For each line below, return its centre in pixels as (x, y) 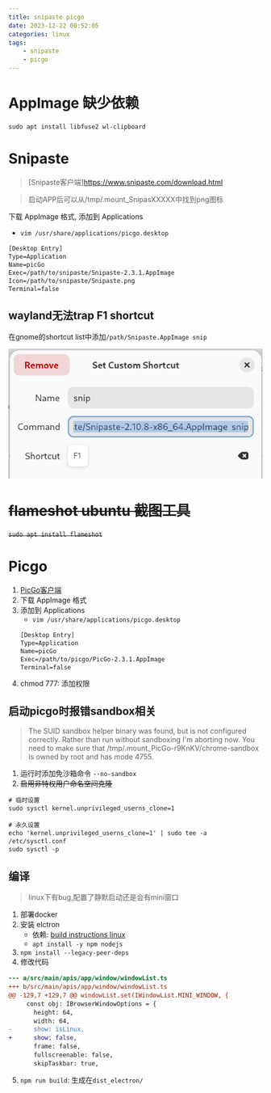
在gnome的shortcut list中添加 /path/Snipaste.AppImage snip (108, 336)
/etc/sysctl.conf (38, 842)
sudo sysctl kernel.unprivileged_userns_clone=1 (92, 808)
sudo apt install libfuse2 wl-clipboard (77, 127)
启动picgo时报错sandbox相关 (82, 711)
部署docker (39, 914)
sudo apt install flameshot (56, 534)
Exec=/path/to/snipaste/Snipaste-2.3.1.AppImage (92, 272)
